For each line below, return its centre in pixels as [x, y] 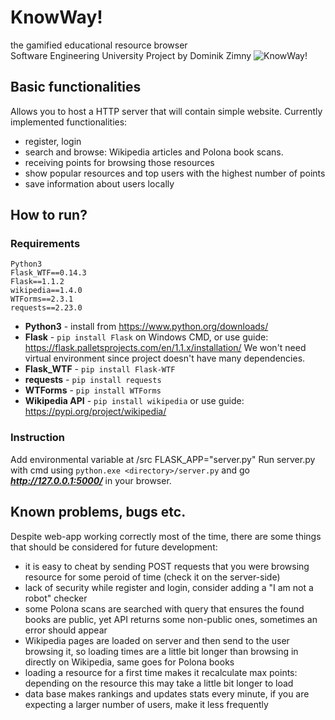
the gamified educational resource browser [99, 45]
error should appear [66, 630]
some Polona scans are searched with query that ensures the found [164, 608]
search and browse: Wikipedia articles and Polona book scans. [154, 152]
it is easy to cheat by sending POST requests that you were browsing [167, 566]
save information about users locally [99, 183]
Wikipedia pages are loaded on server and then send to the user [157, 640]
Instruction [38, 438]
